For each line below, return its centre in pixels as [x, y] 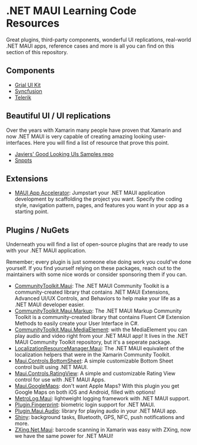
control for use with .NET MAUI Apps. [60, 380]
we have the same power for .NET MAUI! [64, 436]
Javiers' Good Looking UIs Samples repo [64, 154]
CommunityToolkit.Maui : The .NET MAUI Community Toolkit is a [92, 286]
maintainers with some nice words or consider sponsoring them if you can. [97, 274]
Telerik [23, 97]
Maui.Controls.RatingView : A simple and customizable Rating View [95, 373]
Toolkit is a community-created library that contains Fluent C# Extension [102, 317]
